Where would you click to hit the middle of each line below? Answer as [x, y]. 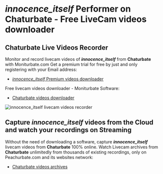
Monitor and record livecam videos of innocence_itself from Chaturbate [78, 59]
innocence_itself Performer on [68, 9]
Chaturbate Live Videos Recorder [57, 47]
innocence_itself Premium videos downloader [58, 79]
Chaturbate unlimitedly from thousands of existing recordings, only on [76, 152]
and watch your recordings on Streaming [68, 130]
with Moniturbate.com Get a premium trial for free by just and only [71, 64]
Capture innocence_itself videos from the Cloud [79, 122]
